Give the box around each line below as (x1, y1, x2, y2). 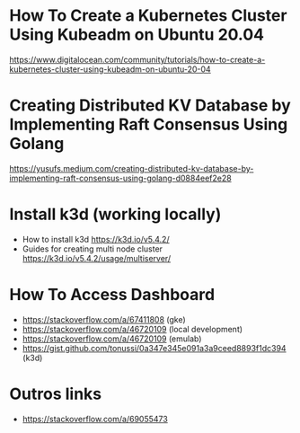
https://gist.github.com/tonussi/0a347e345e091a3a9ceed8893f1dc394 (22, 342, 287, 353)
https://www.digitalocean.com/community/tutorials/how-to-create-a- (9, 54, 266, 65)
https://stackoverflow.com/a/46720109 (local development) (22, 323, 243, 334)
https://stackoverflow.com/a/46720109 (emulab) (22, 333, 202, 344)
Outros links (9, 384, 101, 404)
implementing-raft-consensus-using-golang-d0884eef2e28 (9, 172, 232, 183)
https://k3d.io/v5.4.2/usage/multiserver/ (22, 252, 172, 263)
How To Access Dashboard (9, 285, 216, 305)
